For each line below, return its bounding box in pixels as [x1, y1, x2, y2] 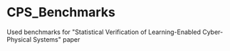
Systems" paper [32, 35, 80, 43]
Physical [6, 35, 32, 43]
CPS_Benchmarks [6, 4, 115, 21]
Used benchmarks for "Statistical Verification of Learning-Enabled [6, 28, 201, 36]
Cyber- [202, 28, 224, 36]
